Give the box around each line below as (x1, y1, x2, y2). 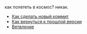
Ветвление (11, 24, 35, 30)
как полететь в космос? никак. (4, 4, 69, 10)
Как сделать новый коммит (11, 14, 69, 19)
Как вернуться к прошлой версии (11, 19, 82, 24)
